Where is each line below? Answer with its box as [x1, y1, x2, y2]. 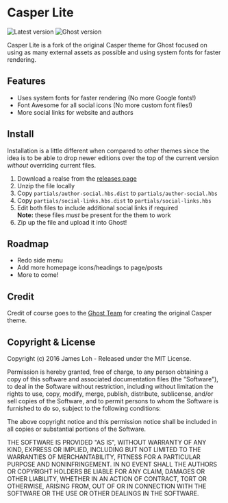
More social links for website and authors [16, 108, 134, 116]
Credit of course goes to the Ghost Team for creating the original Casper [7, 309, 212, 317]
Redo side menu [16, 256, 64, 265]
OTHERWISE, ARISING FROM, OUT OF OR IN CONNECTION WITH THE [7, 482, 207, 490]
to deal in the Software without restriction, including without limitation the [7, 383, 214, 390]
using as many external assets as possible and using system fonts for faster [7, 48, 221, 56]
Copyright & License [7, 336, 96, 348]
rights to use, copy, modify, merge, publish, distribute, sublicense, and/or [7, 390, 214, 398]
